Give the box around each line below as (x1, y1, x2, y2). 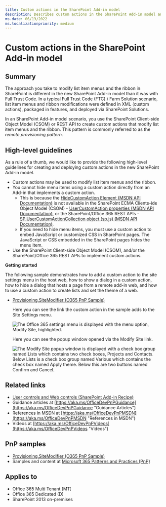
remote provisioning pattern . (5, 132, 63, 138)
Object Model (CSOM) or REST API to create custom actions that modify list (5, 121, 159, 127)
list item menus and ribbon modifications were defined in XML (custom (5, 101, 149, 107)
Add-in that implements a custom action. (12, 190, 95, 195)
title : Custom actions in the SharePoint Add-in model (5, 7, 121, 12)
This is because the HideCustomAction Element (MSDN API (19, 195, 141, 201)
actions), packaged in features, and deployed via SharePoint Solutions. (5, 107, 149, 113)
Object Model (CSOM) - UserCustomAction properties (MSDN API (19, 205, 154, 211)
